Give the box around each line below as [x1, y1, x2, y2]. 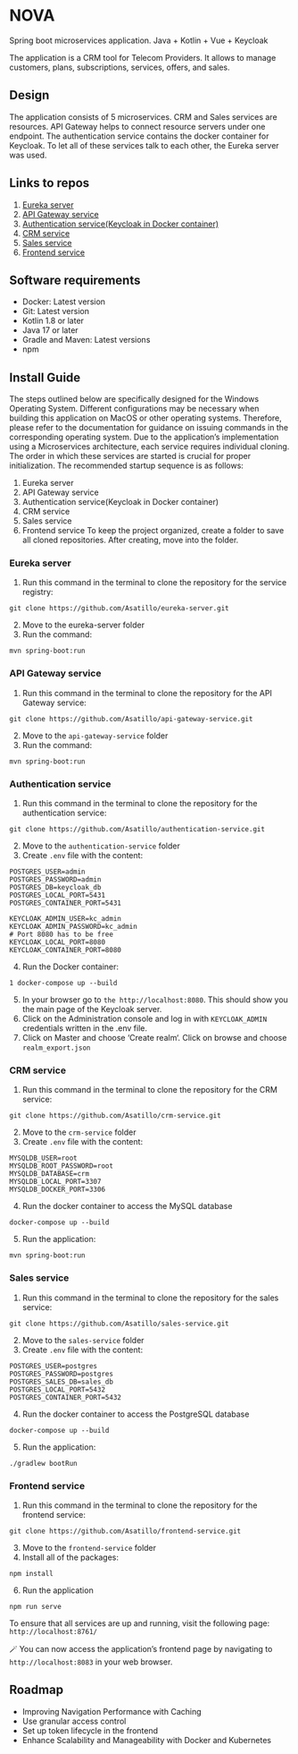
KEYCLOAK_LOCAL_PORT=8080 [9, 938, 105, 947]
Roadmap [9, 1682, 64, 1698]
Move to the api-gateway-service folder [21, 730, 169, 741]
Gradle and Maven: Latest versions [21, 335, 151, 345]
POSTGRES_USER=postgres [9, 1361, 98, 1370]
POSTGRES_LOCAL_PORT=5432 [9, 1384, 105, 1394]
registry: [21, 587, 54, 598]
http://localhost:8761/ [9, 1627, 98, 1636]
